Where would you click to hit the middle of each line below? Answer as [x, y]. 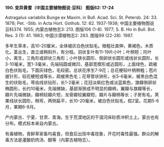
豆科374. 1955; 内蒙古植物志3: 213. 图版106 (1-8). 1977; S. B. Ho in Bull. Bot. [81, 29]
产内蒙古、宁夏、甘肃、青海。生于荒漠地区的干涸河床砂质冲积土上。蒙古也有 [82, 117]
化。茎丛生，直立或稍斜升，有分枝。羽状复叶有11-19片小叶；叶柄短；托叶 [79, 52]
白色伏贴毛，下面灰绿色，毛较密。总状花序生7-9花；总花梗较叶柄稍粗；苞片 [81, 70]
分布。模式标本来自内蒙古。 [33, 123]
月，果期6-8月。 [21, 107]
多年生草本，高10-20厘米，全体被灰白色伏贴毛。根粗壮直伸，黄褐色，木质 [79, 46]
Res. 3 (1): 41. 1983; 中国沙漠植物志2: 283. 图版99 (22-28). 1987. [69, 35]
